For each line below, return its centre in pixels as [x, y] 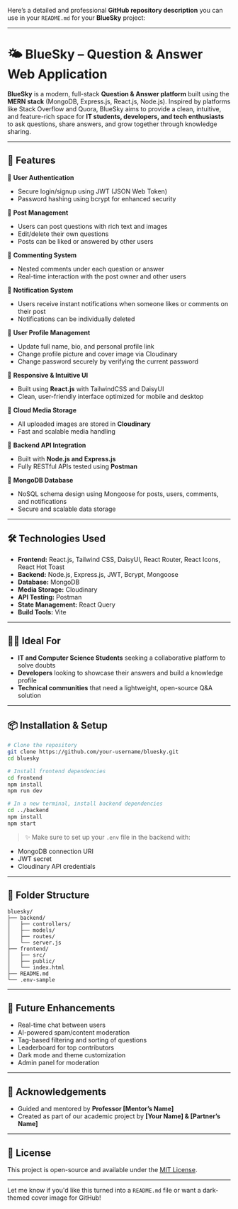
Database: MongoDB [49, 582]
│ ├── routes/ [31, 936]
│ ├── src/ [27, 955]
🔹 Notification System [40, 290]
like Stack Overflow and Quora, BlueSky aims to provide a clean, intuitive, [114, 108]
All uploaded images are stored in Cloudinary [84, 424]
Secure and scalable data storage [67, 509]
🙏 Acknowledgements [57, 1092]
